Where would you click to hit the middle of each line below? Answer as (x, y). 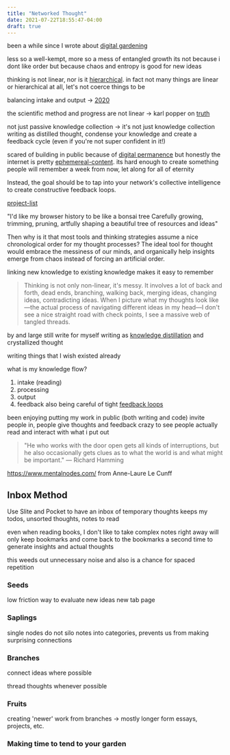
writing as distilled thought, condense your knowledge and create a (102, 134)
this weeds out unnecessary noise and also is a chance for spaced (101, 560)
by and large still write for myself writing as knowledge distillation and (105, 335)
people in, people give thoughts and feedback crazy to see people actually (112, 425)
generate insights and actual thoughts (61, 547)
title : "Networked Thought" (47, 13)
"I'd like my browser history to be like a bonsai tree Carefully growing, (105, 216)
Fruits (17, 704)
